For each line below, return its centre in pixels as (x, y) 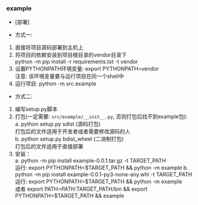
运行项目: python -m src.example (56, 84)
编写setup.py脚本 (36, 109)
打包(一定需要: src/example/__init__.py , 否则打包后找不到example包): (101, 117)
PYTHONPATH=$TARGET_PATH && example (69, 196)
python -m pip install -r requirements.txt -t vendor (77, 62)
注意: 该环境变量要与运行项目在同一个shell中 (69, 77)
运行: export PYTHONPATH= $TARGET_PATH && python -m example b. (101, 168)
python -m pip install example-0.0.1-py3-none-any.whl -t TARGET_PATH (103, 175)
